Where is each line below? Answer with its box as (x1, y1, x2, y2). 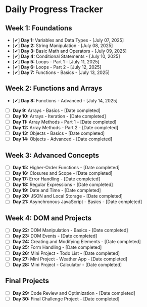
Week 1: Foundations (5, 24, 72, 32)
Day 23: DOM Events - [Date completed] (12, 233, 97, 239)
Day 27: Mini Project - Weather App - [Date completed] (12, 256, 128, 262)
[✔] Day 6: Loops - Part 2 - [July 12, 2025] (12, 64, 102, 70)
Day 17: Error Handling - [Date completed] (12, 176, 101, 182)
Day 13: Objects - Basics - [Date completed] (12, 130, 105, 136)
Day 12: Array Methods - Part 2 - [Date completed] (12, 125, 119, 130)
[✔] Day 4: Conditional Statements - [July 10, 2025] (12, 53, 120, 59)
